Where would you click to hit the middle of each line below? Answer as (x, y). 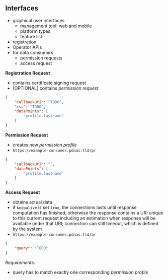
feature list (31, 36)
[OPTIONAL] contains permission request (55, 88)
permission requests (41, 58)
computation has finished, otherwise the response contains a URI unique (88, 213)
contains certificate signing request (49, 83)
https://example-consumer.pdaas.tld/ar (54, 235)
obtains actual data (32, 202)
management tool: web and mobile (56, 26)
